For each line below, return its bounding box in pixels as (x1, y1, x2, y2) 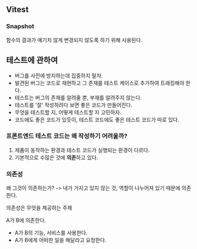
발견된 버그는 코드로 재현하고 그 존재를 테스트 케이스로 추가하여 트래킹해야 (14, 79, 185, 86)
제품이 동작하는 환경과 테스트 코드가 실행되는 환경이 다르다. (14, 146, 150, 153)
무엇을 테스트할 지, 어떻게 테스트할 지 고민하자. (14, 109, 122, 116)
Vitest (6, 5, 29, 15)
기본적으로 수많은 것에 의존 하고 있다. (14, 154, 98, 161)
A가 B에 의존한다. (6, 217, 46, 224)
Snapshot (6, 22, 35, 31)
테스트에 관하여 (6, 55, 58, 65)
